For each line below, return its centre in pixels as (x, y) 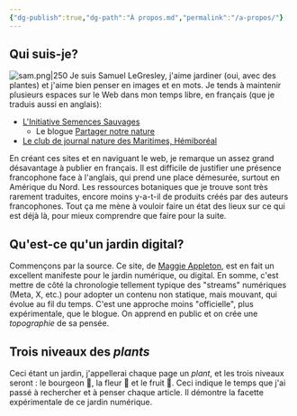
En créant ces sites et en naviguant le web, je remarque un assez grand (142, 158)
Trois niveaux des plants (80, 352)
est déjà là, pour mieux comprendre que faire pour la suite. (118, 216)
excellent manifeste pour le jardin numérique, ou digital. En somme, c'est (144, 276)
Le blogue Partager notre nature (95, 131)
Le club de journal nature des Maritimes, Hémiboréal (120, 141)
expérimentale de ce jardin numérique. (81, 402)
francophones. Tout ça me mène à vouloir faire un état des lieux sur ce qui (147, 206)
